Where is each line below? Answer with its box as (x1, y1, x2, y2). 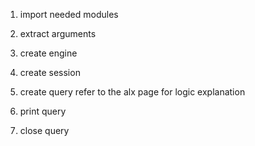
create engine (19, 47, 78, 59)
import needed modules (19, 9, 119, 20)
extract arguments (19, 28, 97, 39)
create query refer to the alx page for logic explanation (19, 86, 246, 98)
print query (19, 105, 67, 117)
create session (19, 67, 81, 78)
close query (19, 125, 70, 136)
